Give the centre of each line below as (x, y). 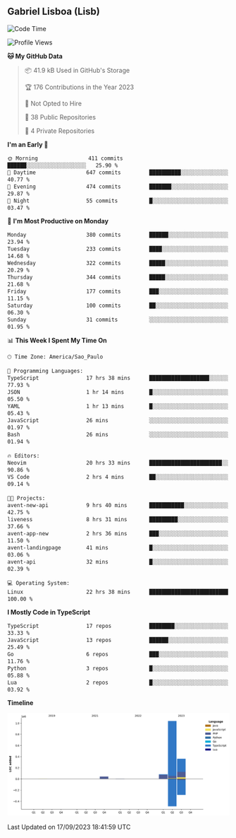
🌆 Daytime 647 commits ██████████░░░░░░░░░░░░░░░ (118, 173)
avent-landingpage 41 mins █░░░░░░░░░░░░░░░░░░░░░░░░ (118, 547)
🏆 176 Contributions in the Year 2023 (79, 87)
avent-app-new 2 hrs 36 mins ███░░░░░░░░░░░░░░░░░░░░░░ (118, 533)
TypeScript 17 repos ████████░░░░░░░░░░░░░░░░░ (118, 626)
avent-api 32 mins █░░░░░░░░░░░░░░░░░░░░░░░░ (118, 561)
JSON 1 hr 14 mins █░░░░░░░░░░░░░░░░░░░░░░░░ (118, 392)
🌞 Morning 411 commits (65, 158)
